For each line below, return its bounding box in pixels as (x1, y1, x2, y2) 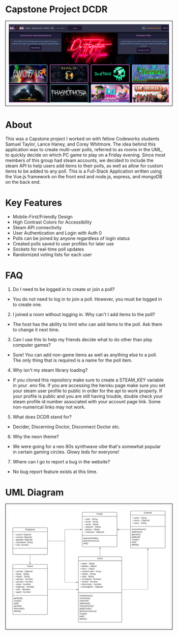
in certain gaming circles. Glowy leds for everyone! (12, 449, 120, 455)
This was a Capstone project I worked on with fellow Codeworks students (5, 136, 160, 142)
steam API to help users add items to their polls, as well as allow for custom (5, 163, 163, 169)
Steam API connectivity (12, 225, 62, 231)
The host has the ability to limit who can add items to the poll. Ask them (12, 321, 163, 327)
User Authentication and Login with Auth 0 (12, 230, 102, 236)
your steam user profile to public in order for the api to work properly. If (12, 388, 162, 394)
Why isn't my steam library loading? (12, 367, 88, 373)
